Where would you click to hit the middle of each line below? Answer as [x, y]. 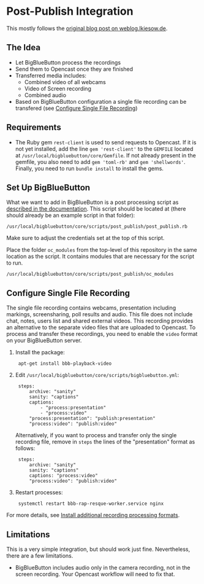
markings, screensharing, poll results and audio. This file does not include [100, 314]
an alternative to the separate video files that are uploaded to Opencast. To [101, 327]
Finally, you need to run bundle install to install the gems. [89, 168]
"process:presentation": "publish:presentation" [92, 419]
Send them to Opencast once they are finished [74, 69]
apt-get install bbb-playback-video [65, 364]
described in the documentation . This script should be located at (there [96, 209]
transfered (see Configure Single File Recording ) [76, 108]
